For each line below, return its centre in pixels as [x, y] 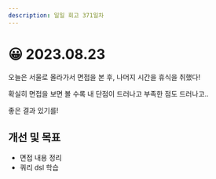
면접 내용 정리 [40, 158]
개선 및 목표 [35, 137]
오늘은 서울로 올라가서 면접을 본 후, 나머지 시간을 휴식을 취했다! [104, 77]
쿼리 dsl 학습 [39, 168]
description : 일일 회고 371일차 [56, 15]
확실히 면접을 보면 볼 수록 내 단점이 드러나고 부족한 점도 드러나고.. [109, 93]
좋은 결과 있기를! [33, 110]
